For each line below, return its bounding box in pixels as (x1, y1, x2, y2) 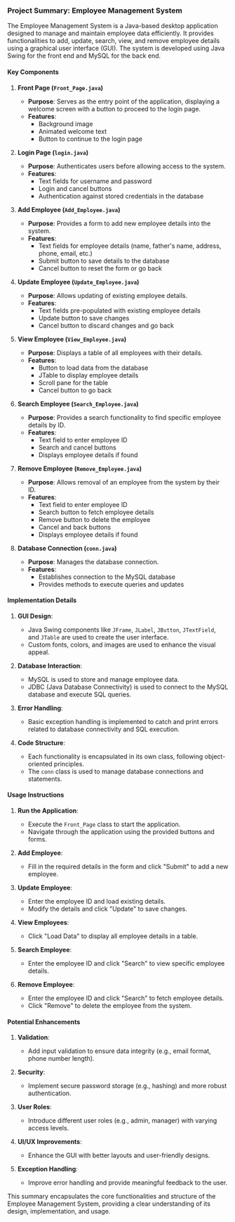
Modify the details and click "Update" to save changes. (27, 904, 187, 913)
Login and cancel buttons (38, 184, 112, 192)
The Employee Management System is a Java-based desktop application (7, 22, 219, 30)
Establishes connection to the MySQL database (38, 573, 175, 581)
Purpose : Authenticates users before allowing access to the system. (27, 161, 226, 170)
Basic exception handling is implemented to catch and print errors (27, 717, 219, 725)
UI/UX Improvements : (17, 1137, 82, 1146)
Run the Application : (17, 806, 79, 815)
